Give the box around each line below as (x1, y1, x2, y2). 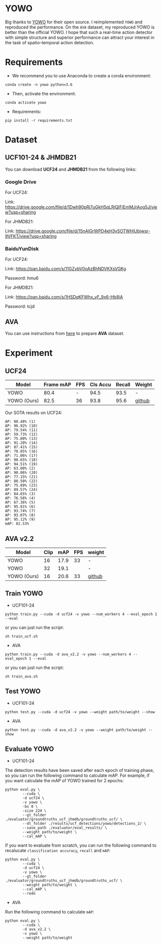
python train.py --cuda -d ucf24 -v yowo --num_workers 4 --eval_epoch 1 (5, 612, 158, 616)
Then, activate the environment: (12, 90, 76, 96)
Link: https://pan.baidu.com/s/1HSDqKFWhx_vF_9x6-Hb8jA (5, 294, 123, 300)
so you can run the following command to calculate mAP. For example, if (5, 772, 150, 778)
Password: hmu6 (5, 275, 39, 281)
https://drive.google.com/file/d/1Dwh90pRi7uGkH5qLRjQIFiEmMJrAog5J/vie (5, 204, 158, 210)
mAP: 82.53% (5, 521, 29, 526)
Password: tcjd (5, 303, 35, 309)
